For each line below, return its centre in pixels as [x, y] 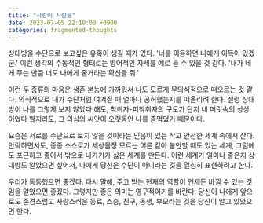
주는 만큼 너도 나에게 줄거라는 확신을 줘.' [78, 73]
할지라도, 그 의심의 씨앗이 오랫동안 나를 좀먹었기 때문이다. [117, 119]
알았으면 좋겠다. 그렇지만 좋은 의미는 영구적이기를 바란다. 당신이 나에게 [130, 192]
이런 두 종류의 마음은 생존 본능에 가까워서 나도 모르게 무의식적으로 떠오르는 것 [126, 90]
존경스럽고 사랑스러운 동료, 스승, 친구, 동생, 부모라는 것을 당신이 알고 [127, 202]
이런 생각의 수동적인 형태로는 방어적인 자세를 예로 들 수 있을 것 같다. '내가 [131, 63]
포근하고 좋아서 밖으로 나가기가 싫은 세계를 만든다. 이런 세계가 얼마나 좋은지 [131, 155]
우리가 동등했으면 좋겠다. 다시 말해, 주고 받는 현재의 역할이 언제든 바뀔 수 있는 [126, 182]
